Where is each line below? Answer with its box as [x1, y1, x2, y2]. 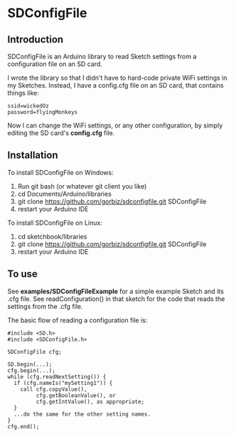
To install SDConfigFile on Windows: [7, 168, 114, 177]
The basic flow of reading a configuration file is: [7, 315, 148, 325]
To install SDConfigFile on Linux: [7, 218, 102, 227]
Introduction [7, 33, 64, 46]
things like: [7, 89, 39, 97]
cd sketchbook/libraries [17, 232, 87, 241]
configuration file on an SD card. [7, 60, 103, 68]
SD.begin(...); [7, 361, 53, 368]
